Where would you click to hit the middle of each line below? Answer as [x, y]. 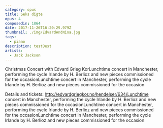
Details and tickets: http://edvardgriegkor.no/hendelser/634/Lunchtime [77, 94]
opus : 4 [13, 19]
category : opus [21, 10]
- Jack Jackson [25, 55]
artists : [14, 51]
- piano [17, 42]
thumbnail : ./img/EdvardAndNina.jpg [43, 32]
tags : [11, 37]
